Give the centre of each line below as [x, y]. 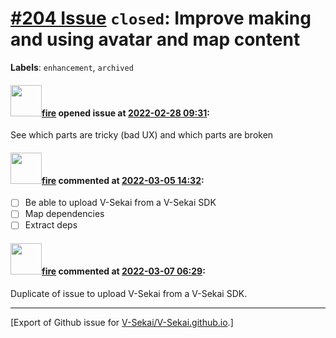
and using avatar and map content [155, 39]
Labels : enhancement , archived [72, 67]
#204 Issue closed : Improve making [161, 18]
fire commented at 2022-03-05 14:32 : [123, 180]
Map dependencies [64, 214]
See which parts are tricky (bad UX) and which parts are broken [142, 135]
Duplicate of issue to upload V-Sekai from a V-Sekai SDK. [129, 293]
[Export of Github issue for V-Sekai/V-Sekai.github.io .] [122, 322]
